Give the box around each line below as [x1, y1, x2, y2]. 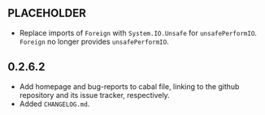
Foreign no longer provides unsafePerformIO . [19, 36, 169, 46]
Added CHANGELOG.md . [19, 99, 90, 109]
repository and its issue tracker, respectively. [19, 90, 170, 100]
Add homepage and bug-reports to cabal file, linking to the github [19, 81, 240, 92]
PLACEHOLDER [7, 6, 87, 20]
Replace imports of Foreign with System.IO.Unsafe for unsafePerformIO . [19, 28, 258, 37]
